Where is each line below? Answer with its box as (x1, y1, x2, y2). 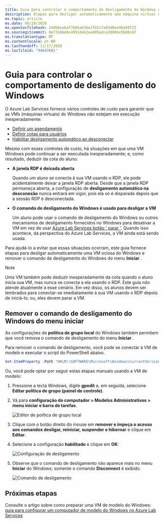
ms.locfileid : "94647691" (5, 48, 58, 53)
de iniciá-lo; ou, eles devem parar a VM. (5, 295, 85, 301)
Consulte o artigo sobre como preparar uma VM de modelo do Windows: (5, 502, 151, 508)
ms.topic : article (5, 16, 42, 21)
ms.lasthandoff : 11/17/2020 (5, 44, 62, 48)
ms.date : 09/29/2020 (5, 21, 47, 26)
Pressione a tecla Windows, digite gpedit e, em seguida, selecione (12, 383, 146, 389)
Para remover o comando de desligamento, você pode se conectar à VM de (5, 345, 158, 350)
